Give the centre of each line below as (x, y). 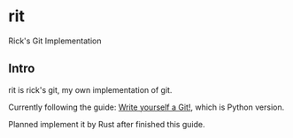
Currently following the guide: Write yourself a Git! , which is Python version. (146, 107)
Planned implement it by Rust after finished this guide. (107, 124)
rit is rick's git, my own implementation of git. (90, 89)
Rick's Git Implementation (55, 41)
